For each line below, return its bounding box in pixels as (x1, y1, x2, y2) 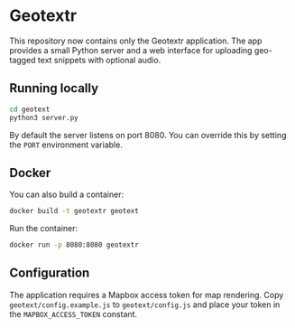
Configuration (9, 266, 90, 281)
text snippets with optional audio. (37, 54, 161, 65)
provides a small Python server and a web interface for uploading (9, 44, 253, 55)
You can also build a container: (9, 189, 124, 200)
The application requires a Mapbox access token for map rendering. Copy (9, 289, 284, 300)
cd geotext (9, 105, 51, 114)
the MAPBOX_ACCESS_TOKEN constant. (9, 308, 138, 319)
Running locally (9, 80, 99, 96)
